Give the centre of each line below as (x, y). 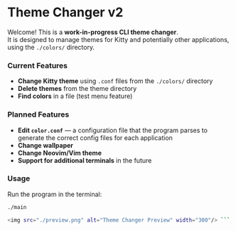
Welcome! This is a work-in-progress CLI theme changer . (93, 32)
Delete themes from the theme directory (77, 89)
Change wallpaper (45, 145)
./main (17, 207)
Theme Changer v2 (65, 12)
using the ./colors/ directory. (51, 47)
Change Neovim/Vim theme (59, 153)
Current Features (38, 65)
